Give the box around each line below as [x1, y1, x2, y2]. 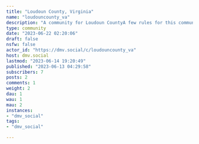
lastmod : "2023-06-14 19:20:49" [6, 58, 86, 64]
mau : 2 [6, 102, 23, 108]
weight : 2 [6, 86, 31, 91]
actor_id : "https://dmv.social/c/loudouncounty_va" [6, 47, 136, 53]
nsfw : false [6, 42, 36, 48]
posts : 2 [6, 74, 28, 80]
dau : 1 [6, 91, 23, 97]
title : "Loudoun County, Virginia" [6, 8, 94, 15]
